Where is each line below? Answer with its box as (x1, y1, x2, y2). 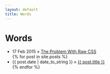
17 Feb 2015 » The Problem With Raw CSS (12, 49, 96, 55)
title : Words (5, 12, 32, 17)
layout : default (5, 7, 38, 12)
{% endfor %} (12, 64, 40, 70)
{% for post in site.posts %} (12, 54, 68, 60)
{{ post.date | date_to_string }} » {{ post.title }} (12, 59, 105, 65)
